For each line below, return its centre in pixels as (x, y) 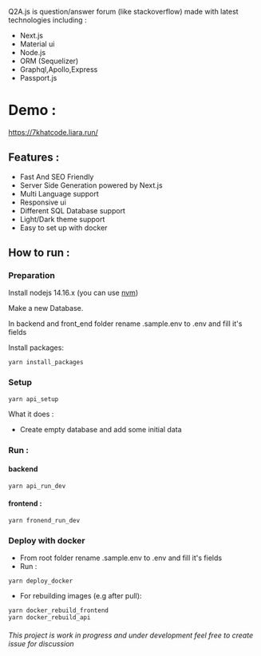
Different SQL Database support (73, 210)
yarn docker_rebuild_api (49, 618)
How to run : (39, 253)
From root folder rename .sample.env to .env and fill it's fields (121, 558)
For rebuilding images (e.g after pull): (81, 596)
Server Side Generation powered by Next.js (91, 185)
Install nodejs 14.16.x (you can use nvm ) (73, 293)
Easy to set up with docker (63, 228)
